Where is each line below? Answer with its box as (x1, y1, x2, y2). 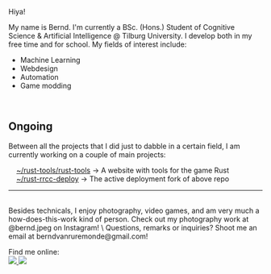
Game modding (19, 81, 72, 90)
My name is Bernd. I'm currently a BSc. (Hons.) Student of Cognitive (8, 23, 236, 31)
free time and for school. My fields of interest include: (8, 39, 187, 49)
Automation (19, 73, 59, 81)
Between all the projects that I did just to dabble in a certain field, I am (8, 141, 240, 151)
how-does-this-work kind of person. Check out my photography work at (8, 214, 249, 224)
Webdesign (19, 64, 58, 73)
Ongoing (8, 120, 53, 134)
